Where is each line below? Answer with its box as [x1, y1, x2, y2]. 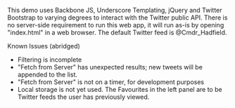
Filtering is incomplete [17, 55, 82, 64]
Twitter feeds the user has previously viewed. [17, 93, 150, 101]
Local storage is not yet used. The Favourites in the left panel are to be [17, 86, 223, 93]
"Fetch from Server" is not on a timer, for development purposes [17, 78, 205, 86]
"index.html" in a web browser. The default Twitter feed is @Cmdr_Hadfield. [7, 28, 227, 36]
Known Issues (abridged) [7, 42, 81, 50]
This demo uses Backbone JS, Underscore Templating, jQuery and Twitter [7, 6, 223, 14]
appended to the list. [17, 70, 77, 79]
